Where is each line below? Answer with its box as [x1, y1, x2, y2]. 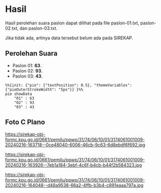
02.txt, [5, 25, 19, 31]
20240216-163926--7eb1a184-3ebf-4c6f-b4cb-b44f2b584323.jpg [5, 162, 142, 168]
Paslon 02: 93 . [12, 68, 43, 74]
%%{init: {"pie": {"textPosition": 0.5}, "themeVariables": [5, 83, 133, 88]
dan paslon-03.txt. [19, 25, 58, 31]
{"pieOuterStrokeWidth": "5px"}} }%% [5, 87, 83, 92]
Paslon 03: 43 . [12, 73, 43, 79]
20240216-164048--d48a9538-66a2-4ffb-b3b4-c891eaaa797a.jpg [5, 182, 144, 188]
